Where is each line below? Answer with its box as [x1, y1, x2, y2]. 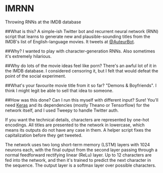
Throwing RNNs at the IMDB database [5, 19, 81, 25]
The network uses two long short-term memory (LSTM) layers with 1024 [5, 141, 150, 147]
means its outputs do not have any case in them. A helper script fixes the [5, 127, 151, 133]
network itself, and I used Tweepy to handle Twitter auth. [5, 107, 119, 113]
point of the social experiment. [5, 73, 67, 79]
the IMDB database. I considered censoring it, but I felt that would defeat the [5, 68, 159, 73]
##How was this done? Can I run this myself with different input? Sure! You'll [5, 97, 159, 103]
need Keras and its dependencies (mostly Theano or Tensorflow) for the [5, 102, 150, 108]
